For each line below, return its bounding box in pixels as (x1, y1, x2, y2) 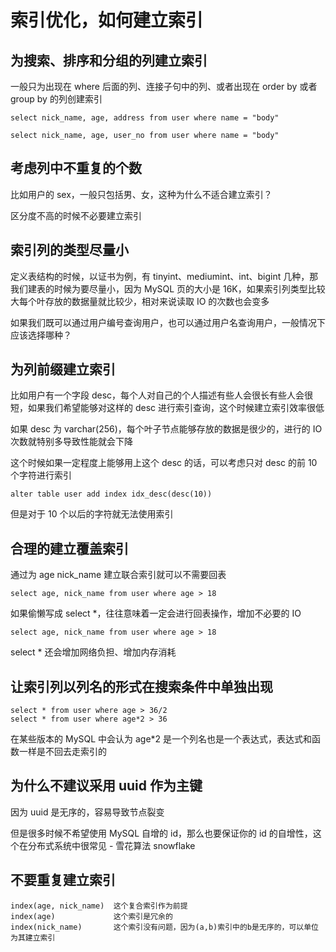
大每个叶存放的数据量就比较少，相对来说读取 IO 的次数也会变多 (10, 295, 270, 307)
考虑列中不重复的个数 (10, 160, 142, 177)
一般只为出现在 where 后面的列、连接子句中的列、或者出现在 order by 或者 (10, 81, 318, 92)
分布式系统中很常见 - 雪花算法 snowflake (27, 839, 196, 851)
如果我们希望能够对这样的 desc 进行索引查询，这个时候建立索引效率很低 (27, 402, 325, 414)
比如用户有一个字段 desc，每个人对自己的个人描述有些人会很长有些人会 (10, 389, 305, 401)
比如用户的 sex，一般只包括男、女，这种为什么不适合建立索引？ (10, 188, 273, 200)
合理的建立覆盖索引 (10, 540, 129, 557)
